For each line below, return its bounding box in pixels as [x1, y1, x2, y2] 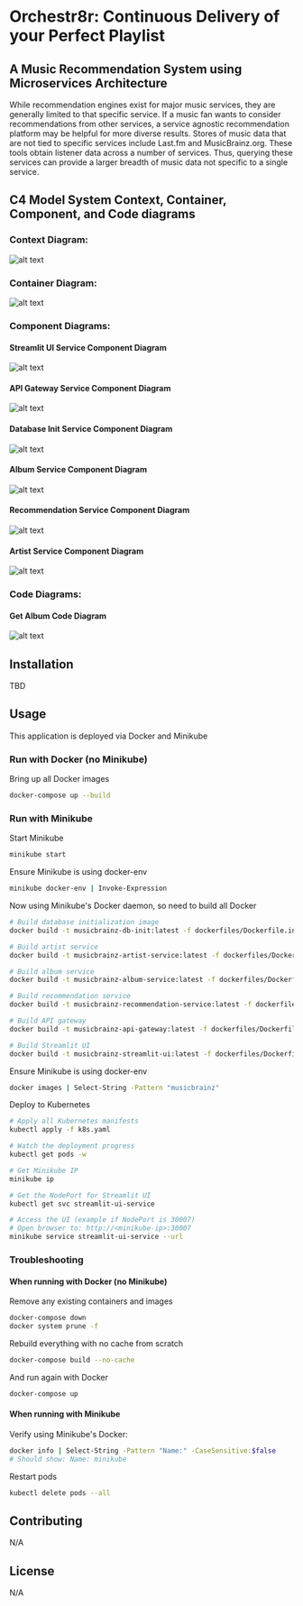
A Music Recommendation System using [9, 61, 243, 77]
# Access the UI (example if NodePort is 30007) [9, 1216, 196, 1225]
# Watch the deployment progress [9, 1142, 135, 1151]
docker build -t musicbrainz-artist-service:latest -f [9, 950, 220, 959]
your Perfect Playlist [9, 25, 165, 46]
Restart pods [9, 1471, 57, 1482]
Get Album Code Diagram [9, 610, 106, 621]
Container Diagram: [9, 277, 97, 289]
